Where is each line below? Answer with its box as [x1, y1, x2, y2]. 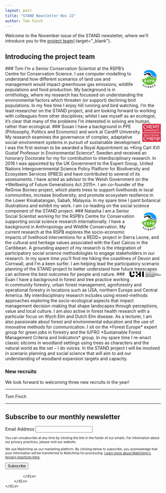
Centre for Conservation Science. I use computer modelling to [5, 71, 131, 77]
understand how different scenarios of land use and [5, 76, 111, 82]
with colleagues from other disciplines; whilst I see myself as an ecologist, [5, 113, 157, 119]
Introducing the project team [5, 52, 95, 61]
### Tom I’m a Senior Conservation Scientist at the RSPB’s [5, 66, 124, 71]
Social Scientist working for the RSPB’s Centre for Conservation [5, 213, 134, 219]
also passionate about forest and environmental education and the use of [5, 319, 154, 325]
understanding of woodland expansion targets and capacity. [5, 355, 128, 362]
